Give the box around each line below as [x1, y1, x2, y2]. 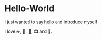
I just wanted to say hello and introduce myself [4, 19, 98, 25]
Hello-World [4, 3, 55, 14]
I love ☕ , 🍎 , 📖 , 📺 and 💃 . [4, 28, 52, 34]
